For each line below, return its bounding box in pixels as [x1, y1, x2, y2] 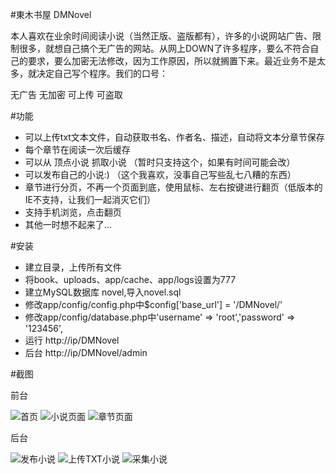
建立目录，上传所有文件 [24, 261, 122, 273]
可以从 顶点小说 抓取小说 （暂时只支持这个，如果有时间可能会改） [24, 156, 296, 168]
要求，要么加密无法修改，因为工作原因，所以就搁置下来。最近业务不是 [27, 55, 317, 67]
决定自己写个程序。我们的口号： [36, 68, 168, 79]
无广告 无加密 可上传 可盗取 [10, 89, 123, 100]
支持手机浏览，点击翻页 [24, 206, 122, 218]
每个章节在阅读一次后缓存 [24, 144, 131, 155]
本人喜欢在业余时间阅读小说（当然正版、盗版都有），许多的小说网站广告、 [10, 30, 313, 42]
